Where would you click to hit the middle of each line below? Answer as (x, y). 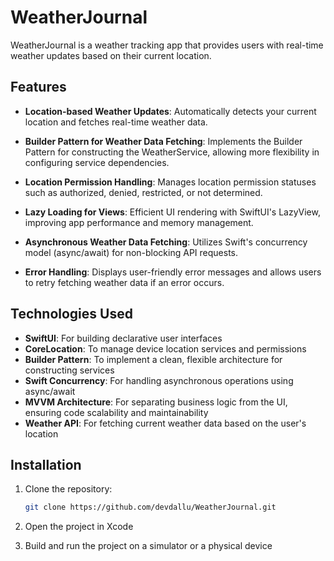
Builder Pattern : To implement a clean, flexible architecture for (153, 359)
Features (38, 87)
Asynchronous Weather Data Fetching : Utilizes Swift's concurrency (166, 242)
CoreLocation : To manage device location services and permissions (165, 348)
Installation (46, 464)
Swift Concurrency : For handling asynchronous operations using (159, 380)
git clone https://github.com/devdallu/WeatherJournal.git (150, 507)
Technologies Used (71, 314)
